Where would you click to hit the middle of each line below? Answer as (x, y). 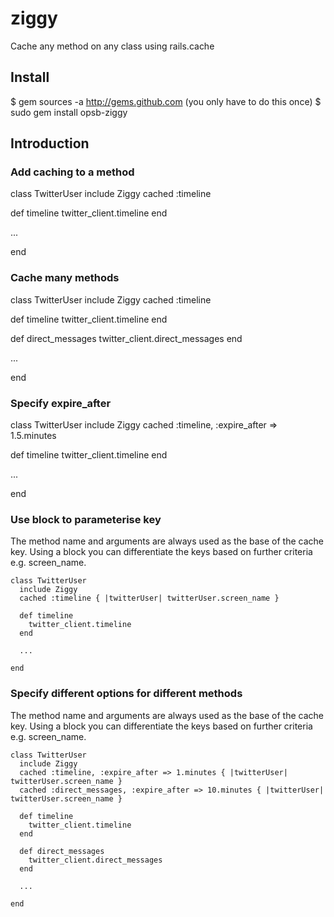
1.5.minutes (33, 436)
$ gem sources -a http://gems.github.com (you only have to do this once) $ (166, 101)
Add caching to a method (72, 172)
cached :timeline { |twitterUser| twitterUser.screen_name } (149, 598)
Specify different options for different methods (126, 694)
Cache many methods (65, 278)
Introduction (50, 143)
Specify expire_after (61, 403)
